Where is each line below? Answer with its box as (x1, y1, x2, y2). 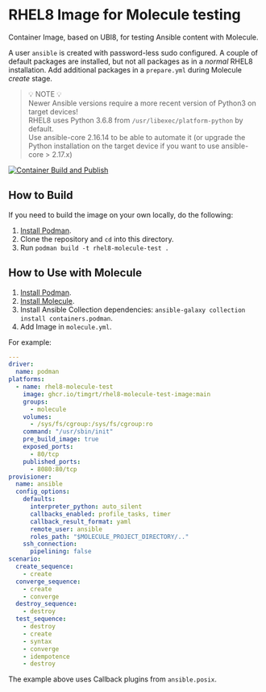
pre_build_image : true (23, 435, 99, 444)
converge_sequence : (15, 578, 81, 586)
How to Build (8, 189, 74, 202)
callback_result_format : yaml (29, 517, 131, 525)
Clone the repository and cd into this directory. (19, 234, 174, 243)
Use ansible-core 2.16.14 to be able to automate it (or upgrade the (27, 132, 246, 142)
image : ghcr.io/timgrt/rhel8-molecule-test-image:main (23, 390, 211, 398)
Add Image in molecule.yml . (19, 321, 112, 331)
